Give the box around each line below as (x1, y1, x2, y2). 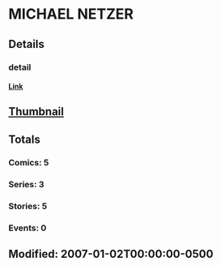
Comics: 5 (8, 157, 49, 168)
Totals (8, 132, 40, 146)
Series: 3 (8, 178, 45, 190)
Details (8, 37, 45, 51)
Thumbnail (8, 105, 65, 118)
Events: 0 (8, 222, 47, 234)
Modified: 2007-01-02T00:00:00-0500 (8, 247, 214, 260)
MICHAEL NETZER (8, 5, 134, 24)
